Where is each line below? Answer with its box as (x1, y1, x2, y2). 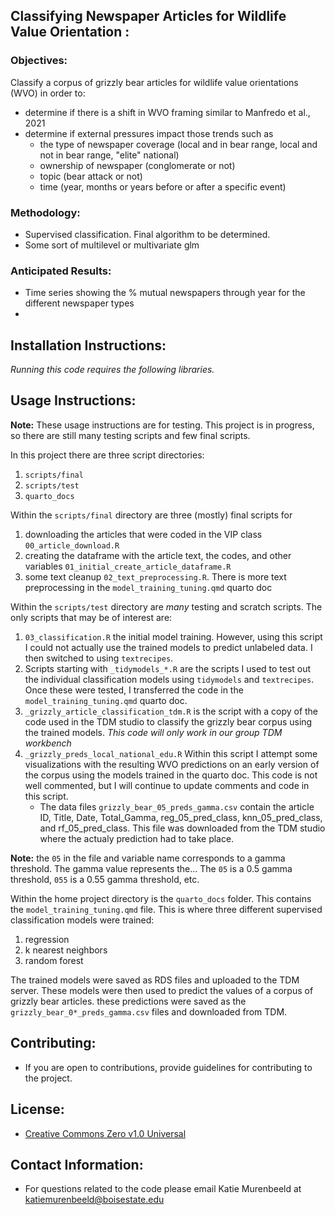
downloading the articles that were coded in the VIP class (24, 528, 263, 540)
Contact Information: (10, 1156, 144, 1173)
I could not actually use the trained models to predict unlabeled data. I (24, 641, 313, 653)
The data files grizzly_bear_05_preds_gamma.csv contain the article (39, 800, 315, 813)
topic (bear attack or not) (39, 170, 143, 182)
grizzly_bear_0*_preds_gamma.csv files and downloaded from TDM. (10, 1005, 288, 1018)
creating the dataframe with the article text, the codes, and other (24, 549, 292, 561)
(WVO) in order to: (10, 87, 86, 99)
